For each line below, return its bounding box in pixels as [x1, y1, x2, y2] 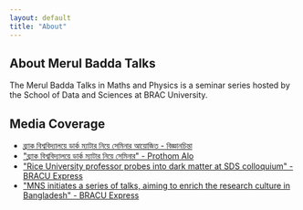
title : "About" [9, 22, 68, 31]
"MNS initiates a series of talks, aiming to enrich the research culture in [22, 180, 290, 192]
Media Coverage [9, 116, 106, 131]
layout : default [9, 13, 71, 23]
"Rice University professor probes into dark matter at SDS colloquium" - [22, 161, 294, 172]
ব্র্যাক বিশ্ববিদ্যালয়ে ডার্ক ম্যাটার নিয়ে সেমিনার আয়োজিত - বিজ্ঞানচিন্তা [22, 141, 193, 152]
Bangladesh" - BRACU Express [22, 190, 140, 201]
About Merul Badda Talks [9, 56, 156, 71]
